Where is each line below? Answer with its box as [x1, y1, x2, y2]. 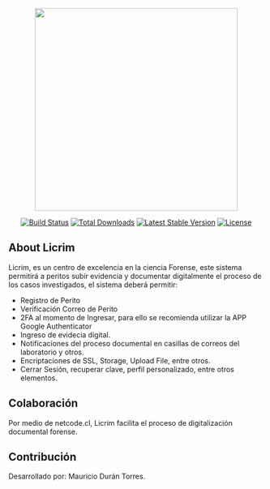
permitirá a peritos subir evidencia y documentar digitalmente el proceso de [8, 271, 262, 281]
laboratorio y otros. [19, 347, 84, 357]
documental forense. [8, 427, 79, 436]
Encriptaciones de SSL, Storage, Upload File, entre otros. [19, 355, 211, 365]
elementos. [19, 373, 58, 383]
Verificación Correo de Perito [19, 304, 118, 314]
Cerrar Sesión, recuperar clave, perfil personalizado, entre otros [19, 364, 235, 374]
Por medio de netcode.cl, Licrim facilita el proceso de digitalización [8, 418, 233, 427]
